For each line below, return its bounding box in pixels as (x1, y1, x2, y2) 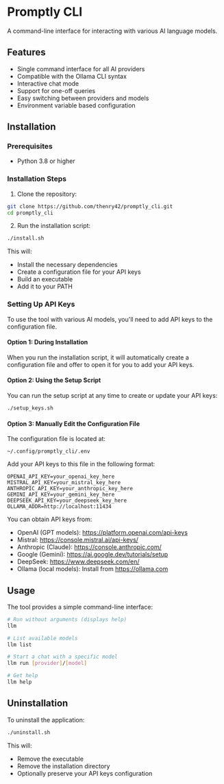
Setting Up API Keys (7, 299, 75, 309)
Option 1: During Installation (7, 338, 88, 346)
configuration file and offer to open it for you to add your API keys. (7, 360, 195, 368)
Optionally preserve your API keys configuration (16, 769, 153, 777)
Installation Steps (7, 174, 67, 184)
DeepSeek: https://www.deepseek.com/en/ (16, 557, 140, 566)
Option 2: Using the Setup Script (7, 376, 101, 384)
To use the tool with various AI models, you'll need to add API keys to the (7, 315, 213, 323)
